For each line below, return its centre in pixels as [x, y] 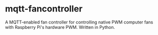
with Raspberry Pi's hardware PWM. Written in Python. [60, 27]
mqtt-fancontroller [44, 9]
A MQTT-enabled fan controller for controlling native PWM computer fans [79, 22]
